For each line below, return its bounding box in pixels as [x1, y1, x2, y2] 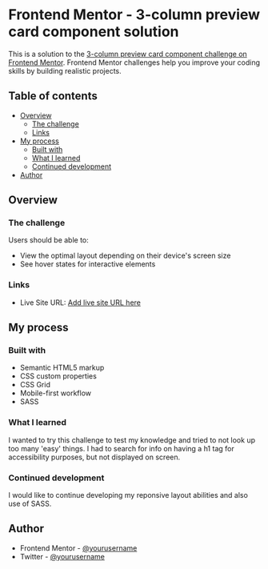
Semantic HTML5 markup [19, 363, 105, 373]
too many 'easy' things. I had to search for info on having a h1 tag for [8, 443, 234, 453]
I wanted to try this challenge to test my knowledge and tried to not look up [8, 435, 256, 445]
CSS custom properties [19, 371, 98, 381]
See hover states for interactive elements [19, 259, 156, 269]
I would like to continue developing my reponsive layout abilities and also [8, 491, 248, 500]
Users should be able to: [8, 235, 90, 245]
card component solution [8, 22, 179, 41]
